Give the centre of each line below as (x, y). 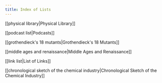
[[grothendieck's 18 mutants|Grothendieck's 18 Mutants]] (62, 42)
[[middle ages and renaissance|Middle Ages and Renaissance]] (69, 51)
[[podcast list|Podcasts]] (30, 33)
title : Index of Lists (28, 9)
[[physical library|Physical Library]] (40, 23)
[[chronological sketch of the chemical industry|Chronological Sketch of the (81, 70)
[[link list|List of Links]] (28, 61)
